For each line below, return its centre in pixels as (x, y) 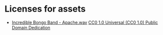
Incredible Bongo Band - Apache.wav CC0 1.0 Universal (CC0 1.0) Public (85, 22)
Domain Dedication (31, 27)
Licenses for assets (45, 9)
